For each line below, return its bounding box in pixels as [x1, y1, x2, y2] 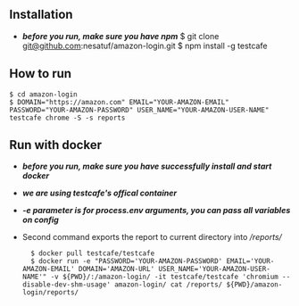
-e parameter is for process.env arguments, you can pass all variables [21, 205, 291, 216]
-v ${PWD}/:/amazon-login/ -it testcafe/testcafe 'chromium [50, 272, 278, 282]
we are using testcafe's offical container [21, 187, 177, 199]
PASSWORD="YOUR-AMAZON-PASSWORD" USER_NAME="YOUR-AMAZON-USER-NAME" [9, 105, 270, 114]
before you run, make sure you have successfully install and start [21, 161, 272, 172]
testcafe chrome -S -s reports [9, 113, 126, 122]
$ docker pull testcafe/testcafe [30, 249, 155, 258]
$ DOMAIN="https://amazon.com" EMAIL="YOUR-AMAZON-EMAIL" [9, 97, 229, 106]
